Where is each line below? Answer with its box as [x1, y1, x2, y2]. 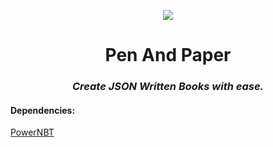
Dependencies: [10, 104, 76, 116]
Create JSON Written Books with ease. [71, 80, 265, 94]
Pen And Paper [104, 44, 232, 67]
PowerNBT [10, 126, 55, 139]
